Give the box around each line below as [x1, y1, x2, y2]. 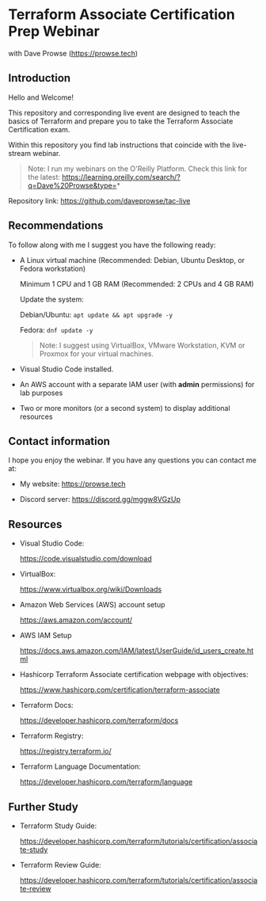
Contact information [8, 434, 111, 448]
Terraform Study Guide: [19, 821, 97, 831]
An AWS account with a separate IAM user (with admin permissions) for [19, 379, 255, 389]
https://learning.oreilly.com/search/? [62, 172, 180, 181]
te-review [19, 884, 51, 893]
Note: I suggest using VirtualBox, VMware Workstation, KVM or [39, 340, 245, 350]
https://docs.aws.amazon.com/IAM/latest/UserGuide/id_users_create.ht [19, 646, 254, 656]
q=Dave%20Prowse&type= [27, 181, 117, 190]
